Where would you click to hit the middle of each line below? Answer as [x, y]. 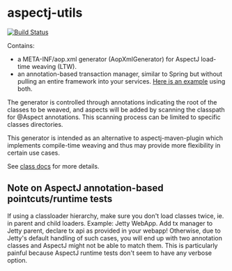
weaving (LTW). [54, 66]
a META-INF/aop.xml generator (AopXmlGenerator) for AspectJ [108, 59]
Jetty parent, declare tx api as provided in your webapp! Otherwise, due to [114, 231]
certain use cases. [34, 153]
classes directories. [35, 124]
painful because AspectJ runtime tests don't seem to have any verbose [110, 253]
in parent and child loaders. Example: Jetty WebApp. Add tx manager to [110, 223]
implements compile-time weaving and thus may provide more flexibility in [114, 145]
